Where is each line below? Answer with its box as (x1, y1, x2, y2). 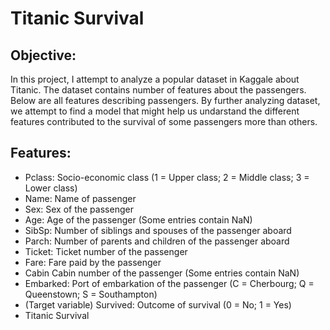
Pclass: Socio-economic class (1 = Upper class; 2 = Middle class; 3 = (24, 171, 310, 183)
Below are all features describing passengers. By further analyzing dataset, (10, 95, 321, 106)
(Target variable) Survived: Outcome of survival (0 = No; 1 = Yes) (24, 298, 292, 311)
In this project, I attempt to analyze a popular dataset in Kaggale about (10, 73, 300, 85)
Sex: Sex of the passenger (24, 203, 134, 215)
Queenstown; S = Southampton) (24, 288, 158, 300)
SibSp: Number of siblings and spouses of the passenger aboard (24, 224, 292, 236)
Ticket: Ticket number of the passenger (24, 245, 188, 257)
